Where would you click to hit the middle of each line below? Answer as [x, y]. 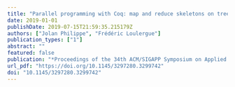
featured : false [31, 53]
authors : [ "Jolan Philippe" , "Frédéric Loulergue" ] [84, 33]
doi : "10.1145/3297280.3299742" [54, 72]
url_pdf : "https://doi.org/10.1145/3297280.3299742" [86, 66]
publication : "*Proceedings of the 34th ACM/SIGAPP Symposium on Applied [117, 60]
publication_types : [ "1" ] [45, 40]
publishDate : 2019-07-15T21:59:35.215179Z [70, 27]
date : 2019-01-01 [33, 20]
